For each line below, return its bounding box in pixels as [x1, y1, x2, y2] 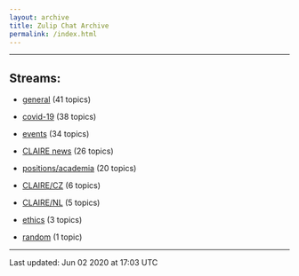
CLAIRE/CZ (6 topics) [21, 180, 101, 191]
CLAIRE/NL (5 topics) [21, 197, 101, 209]
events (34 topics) [21, 129, 90, 139]
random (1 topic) [21, 232, 83, 242]
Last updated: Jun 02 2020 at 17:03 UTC [9, 257, 158, 268]
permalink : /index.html [9, 29, 98, 38]
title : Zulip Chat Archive [9, 21, 109, 30]
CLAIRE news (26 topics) [21, 146, 114, 156]
